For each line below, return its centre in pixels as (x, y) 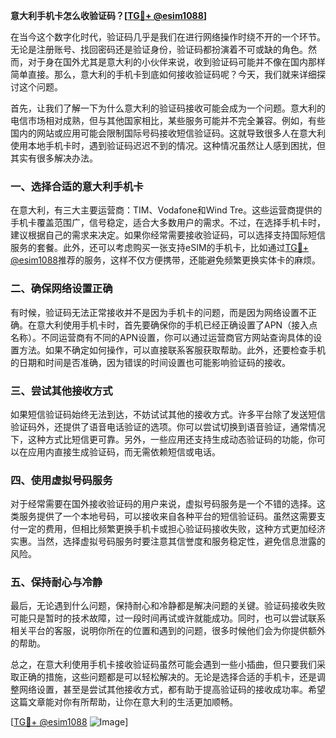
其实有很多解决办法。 (54, 158)
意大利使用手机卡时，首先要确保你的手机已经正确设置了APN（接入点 (177, 325)
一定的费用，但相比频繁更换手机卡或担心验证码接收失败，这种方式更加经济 (172, 529)
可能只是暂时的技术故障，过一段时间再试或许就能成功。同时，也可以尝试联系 (168, 618)
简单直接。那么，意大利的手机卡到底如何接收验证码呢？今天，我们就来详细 (163, 74)
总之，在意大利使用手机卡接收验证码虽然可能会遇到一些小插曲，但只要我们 (163, 665)
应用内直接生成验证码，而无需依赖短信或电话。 (124, 451)
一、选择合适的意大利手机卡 (77, 186)
